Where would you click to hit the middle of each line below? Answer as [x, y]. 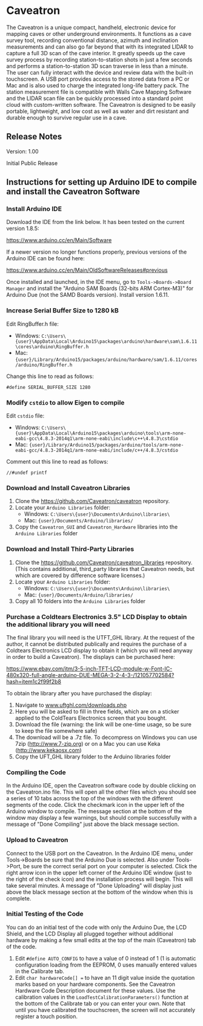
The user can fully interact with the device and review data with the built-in [100, 72]
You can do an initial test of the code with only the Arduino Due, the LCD [96, 927]
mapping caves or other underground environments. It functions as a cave [99, 33]
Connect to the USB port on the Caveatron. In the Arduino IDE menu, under [100, 853]
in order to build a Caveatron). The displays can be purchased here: [91, 656]
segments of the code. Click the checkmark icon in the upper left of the [95, 805]
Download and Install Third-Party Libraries [70, 549]
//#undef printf [27, 473]
